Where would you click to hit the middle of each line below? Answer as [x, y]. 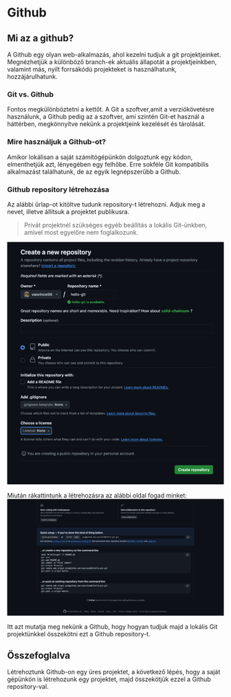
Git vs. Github [30, 94]
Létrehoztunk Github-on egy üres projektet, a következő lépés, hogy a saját [114, 672]
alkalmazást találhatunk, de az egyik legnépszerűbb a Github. [94, 171]
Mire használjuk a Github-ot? [57, 142]
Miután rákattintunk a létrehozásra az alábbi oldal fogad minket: [97, 496]
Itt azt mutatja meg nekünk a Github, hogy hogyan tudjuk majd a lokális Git [112, 626]
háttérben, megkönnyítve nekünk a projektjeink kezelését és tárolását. [106, 124]
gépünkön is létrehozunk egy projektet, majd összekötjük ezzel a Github [109, 679]
